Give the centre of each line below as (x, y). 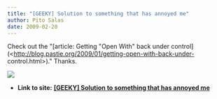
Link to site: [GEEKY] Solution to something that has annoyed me (113, 88)
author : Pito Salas (36, 20)
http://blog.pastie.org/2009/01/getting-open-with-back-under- (104, 54)
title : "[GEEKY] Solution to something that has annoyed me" (98, 14)
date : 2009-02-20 (33, 26)
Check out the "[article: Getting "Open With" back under (89, 47)
